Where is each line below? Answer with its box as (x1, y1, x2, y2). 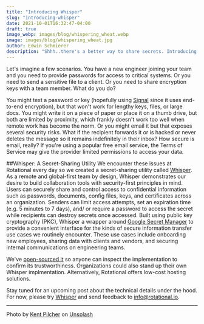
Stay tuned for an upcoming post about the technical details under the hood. (6, 286, 197, 294)
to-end (6, 103, 24, 110)
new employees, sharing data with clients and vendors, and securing (6, 237, 178, 244)
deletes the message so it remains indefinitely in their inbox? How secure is (6, 135, 195, 142)
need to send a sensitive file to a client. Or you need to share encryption (6, 78, 187, 85)
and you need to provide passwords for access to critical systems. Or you (6, 71, 191, 79)
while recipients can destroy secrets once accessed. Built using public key (6, 211, 193, 219)
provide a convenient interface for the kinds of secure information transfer (6, 224, 192, 232)
